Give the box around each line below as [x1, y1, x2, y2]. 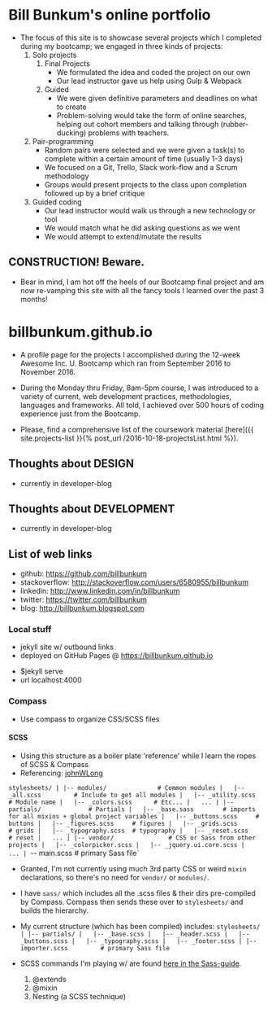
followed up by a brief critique [44, 188, 145, 198]
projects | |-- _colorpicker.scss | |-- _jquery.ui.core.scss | [8, 840, 245, 849]
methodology [44, 171, 89, 181]
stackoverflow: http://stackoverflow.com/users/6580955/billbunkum [19, 577, 249, 587]
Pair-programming [32, 136, 94, 146]
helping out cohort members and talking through [56, 119, 219, 129]
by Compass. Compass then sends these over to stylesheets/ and [19, 897, 244, 906]
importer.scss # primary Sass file [19, 944, 171, 952]
